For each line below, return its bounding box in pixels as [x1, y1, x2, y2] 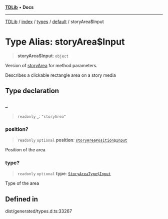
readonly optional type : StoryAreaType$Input [17, 170, 111, 177]
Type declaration [5, 87, 59, 95]
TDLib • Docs [5, 5, 34, 10]
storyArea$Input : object [17, 53, 69, 59]
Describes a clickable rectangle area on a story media [5, 72, 116, 78]
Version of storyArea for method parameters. [5, 62, 97, 68]
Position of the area [5, 146, 46, 152]
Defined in [5, 195, 38, 203]
